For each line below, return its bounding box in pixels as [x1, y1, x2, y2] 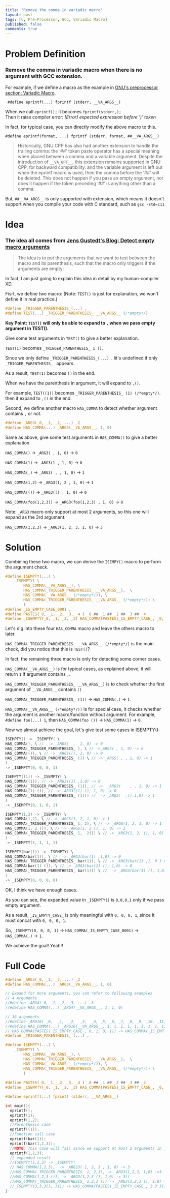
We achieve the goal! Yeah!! [5, 942, 63, 948]
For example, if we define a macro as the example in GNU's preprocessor [5, 84, 158, 91]
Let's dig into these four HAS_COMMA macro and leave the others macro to [5, 625, 155, 632]
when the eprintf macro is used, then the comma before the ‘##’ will [17, 169, 159, 175]
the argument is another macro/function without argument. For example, [5, 711, 156, 717]
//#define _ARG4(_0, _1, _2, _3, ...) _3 [5, 1000, 94, 1006]
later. [5, 631, 16, 637]
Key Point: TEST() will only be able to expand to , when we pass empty [5, 320, 155, 326]
